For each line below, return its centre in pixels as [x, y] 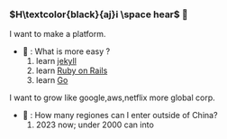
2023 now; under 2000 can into [95, 125]
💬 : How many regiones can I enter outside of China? [120, 116]
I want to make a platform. [58, 34]
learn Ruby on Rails [72, 70]
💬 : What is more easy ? [66, 51]
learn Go [52, 80]
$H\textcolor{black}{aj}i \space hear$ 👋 [99, 14]
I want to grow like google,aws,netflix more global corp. [113, 97]
